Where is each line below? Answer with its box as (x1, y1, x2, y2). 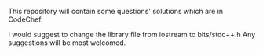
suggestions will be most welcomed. (8, 38, 126, 47)
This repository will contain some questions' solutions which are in (8, 7, 224, 15)
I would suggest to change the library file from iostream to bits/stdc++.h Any (8, 30, 256, 39)
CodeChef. (8, 15, 43, 24)
